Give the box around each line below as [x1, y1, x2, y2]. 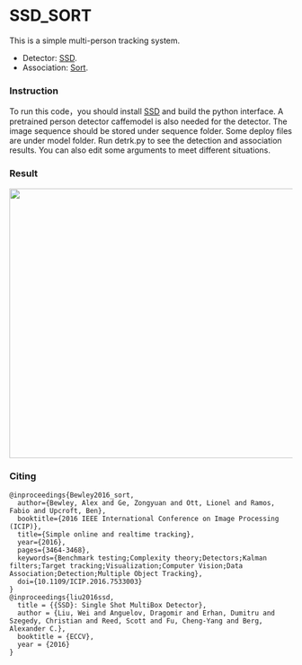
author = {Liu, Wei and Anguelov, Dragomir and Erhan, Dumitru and [17, 608, 276, 617]
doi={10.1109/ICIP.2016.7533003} [17, 577, 143, 586]
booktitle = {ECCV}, [17, 632, 94, 641]
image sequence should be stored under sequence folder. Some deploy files [9, 126, 292, 137]
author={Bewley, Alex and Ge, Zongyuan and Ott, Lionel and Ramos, [17, 498, 276, 508]
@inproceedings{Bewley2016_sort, [9, 491, 135, 500]
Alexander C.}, [9, 624, 67, 634]
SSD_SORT [9, 5, 93, 26]
